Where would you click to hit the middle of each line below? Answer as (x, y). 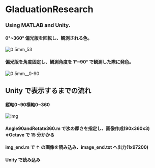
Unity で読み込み (23, 160)
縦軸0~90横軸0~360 (27, 105)
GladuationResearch (49, 9)
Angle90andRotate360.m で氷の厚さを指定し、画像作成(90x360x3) (77, 128)
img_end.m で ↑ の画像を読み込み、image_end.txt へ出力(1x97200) (77, 147)
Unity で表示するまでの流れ (48, 91)
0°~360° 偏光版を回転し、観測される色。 (49, 38)
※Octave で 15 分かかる (30, 135)
